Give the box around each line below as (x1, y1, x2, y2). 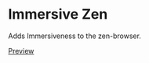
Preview (8, 46, 35, 55)
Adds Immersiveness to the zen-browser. (8, 31, 141, 40)
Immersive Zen (8, 5, 108, 23)
